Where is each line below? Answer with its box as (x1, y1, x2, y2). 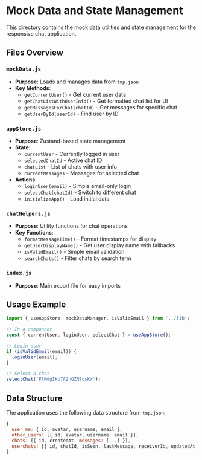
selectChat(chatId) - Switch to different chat (24, 189, 137, 196)
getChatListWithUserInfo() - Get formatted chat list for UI (24, 97, 168, 105)
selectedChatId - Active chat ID (24, 157, 103, 164)
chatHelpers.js (6, 210, 51, 217)
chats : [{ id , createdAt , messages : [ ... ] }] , (11, 438, 131, 444)
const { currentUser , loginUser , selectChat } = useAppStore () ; (6, 332, 171, 339)
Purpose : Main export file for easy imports (14, 282, 121, 289)
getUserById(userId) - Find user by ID (24, 110, 119, 117)
